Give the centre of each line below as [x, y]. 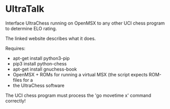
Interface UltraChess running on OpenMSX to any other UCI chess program [85, 23]
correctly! [16, 101]
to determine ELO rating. [31, 28]
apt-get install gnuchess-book [45, 69]
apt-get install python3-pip [41, 58]
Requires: [15, 48]
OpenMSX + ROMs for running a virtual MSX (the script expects [80, 74]
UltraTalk [25, 9]
